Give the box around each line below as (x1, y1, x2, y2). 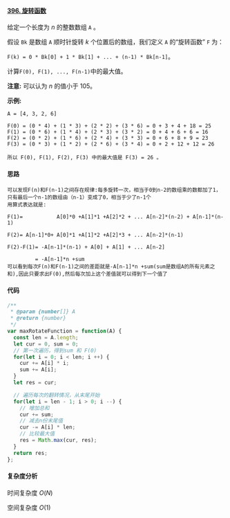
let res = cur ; (13, 379, 57, 386)
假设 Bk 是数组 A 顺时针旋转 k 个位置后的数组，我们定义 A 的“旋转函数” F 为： (7, 38, 224, 46)
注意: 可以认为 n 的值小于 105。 (7, 82, 97, 90)
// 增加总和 (19, 404, 50, 411)
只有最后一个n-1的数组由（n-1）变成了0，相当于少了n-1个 (7, 194, 152, 201)
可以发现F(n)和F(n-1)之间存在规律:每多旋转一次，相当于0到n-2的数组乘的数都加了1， (7, 187, 222, 194)
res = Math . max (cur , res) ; (19, 437, 97, 444)
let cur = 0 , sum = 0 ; (13, 340, 79, 348)
